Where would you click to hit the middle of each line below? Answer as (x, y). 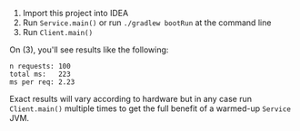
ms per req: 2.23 (42, 82)
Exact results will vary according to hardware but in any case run (131, 99)
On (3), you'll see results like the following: (89, 50)
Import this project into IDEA (75, 13)
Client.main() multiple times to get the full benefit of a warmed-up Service (150, 108)
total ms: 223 (40, 74)
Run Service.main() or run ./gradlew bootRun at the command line (147, 23)
